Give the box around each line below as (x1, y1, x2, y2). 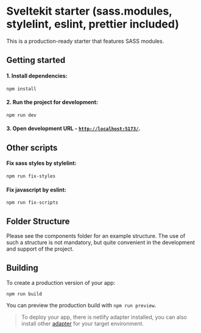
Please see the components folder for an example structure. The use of (6, 232, 186, 239)
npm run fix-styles (6, 173, 56, 179)
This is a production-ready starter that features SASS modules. (6, 37, 164, 45)
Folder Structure (6, 216, 70, 226)
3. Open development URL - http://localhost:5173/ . (6, 125, 141, 132)
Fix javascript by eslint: (6, 186, 67, 193)
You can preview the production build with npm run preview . (6, 301, 157, 309)
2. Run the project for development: (6, 99, 99, 106)
